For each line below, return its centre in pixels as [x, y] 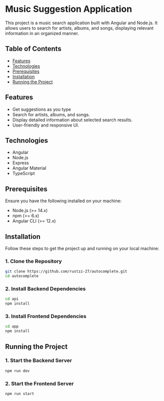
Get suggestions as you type [42, 109]
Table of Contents [33, 49]
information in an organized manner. [42, 33]
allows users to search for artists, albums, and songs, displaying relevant [79, 28]
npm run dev [17, 371]
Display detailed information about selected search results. [72, 120]
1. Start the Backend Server [39, 360]
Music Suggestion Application [69, 9]
